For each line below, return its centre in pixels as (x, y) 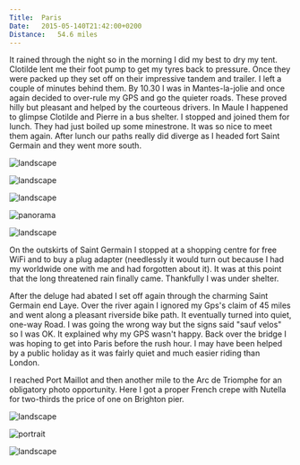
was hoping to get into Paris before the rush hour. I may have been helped (146, 344)
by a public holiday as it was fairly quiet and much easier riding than (135, 353)
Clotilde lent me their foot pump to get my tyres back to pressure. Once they (150, 69)
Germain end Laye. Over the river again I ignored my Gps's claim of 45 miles (150, 305)
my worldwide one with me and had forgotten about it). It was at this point (146, 269)
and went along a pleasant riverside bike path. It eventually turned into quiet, (150, 315)
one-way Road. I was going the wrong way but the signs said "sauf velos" (146, 325)
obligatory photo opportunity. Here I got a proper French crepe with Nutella (148, 390)
